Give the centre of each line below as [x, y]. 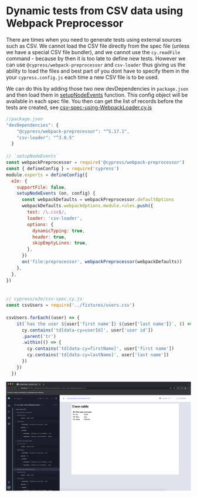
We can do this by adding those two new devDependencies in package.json [97, 88]
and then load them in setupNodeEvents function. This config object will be [97, 95]
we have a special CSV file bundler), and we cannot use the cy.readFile [93, 52]
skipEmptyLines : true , [60, 243]
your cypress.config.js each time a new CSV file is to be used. [83, 77]
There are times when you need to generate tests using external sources [94, 39]
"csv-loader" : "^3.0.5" [46, 137]
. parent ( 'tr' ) [39, 336]
